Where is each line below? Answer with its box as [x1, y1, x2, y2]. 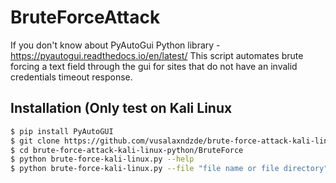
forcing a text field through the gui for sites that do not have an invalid [10, 60, 298, 72]
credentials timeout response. [10, 71, 133, 83]
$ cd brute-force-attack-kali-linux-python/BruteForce [10, 145, 244, 155]
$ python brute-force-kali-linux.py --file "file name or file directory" [10, 164, 329, 174]
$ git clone [10, 136, 60, 146]
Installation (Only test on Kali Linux [10, 100, 233, 117]
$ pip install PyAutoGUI [10, 126, 114, 136]
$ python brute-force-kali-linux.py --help [10, 154, 195, 165]
